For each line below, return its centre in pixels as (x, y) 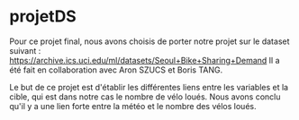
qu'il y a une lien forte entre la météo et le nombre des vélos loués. (133, 106)
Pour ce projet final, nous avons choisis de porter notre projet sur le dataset (149, 41)
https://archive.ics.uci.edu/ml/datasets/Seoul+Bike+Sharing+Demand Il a (145, 60)
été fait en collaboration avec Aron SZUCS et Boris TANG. (116, 70)
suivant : (25, 50)
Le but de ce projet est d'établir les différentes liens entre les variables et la (149, 87)
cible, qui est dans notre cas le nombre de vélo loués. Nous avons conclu (145, 97)
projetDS (43, 17)
